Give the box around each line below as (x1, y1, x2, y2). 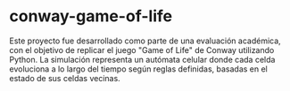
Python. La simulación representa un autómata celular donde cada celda (9, 54, 276, 64)
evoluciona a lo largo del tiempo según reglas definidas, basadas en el (9, 64, 268, 74)
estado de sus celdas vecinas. (9, 72, 120, 83)
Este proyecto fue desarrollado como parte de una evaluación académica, (9, 35, 281, 46)
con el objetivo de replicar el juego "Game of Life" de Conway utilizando (9, 44, 275, 55)
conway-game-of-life (9, 6, 172, 27)
